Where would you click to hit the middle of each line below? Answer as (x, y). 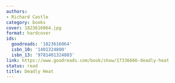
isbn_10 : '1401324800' (39, 50)
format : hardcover (28, 33)
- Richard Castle (27, 17)
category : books (26, 22)
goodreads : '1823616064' (42, 44)
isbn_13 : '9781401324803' (43, 55)
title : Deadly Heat (30, 71)
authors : (17, 11)
